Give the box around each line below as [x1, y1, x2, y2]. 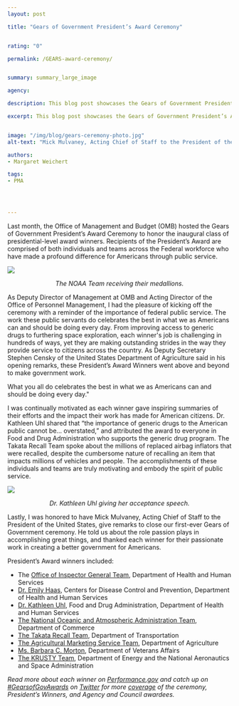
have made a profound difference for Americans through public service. [7, 252, 218, 260]
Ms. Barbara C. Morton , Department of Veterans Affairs [17, 646, 180, 655]
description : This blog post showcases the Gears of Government [7, 100, 202, 107]
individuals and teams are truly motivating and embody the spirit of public [7, 464, 223, 473]
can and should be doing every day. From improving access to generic [7, 323, 214, 332]
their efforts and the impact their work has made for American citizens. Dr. [7, 411, 225, 420]
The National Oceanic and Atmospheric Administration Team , [17, 616, 197, 624]
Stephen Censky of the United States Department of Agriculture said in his [7, 354, 225, 362]
